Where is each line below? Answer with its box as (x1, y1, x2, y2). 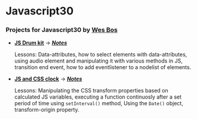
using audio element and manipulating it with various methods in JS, (14, 57, 183, 64)
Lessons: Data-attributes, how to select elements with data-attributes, (14, 51, 187, 58)
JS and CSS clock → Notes (14, 75, 83, 82)
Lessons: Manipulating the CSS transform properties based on (14, 87, 169, 94)
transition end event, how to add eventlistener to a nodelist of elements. (14, 64, 192, 71)
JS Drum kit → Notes (14, 39, 67, 46)
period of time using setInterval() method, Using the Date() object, (14, 100, 184, 107)
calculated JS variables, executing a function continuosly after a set (14, 93, 182, 100)
